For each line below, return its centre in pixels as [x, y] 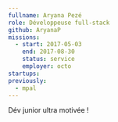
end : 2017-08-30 [49, 52]
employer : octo [47, 66]
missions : [24, 37]
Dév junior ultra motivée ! [48, 110]
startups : [24, 74]
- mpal [26, 88]
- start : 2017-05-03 [48, 45]
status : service [49, 59]
